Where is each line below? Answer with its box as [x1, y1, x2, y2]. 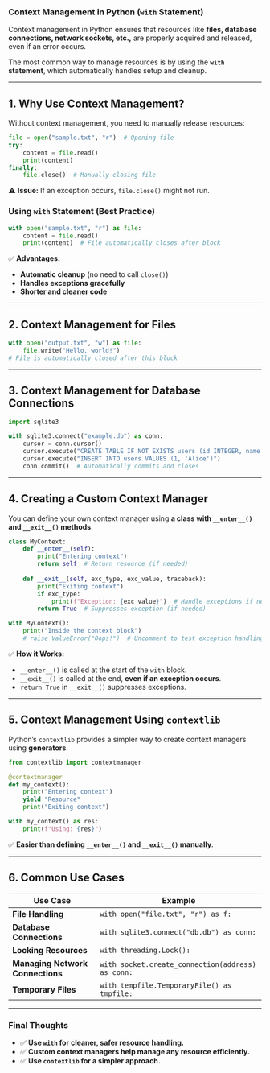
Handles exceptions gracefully [19, 279, 125, 288]
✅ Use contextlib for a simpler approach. [19, 1055, 161, 1065]
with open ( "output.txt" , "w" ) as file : [8, 339, 142, 348]
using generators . [8, 743, 68, 753]
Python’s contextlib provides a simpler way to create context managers [8, 734, 247, 744]
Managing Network [12, 957, 88, 968]
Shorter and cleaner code [19, 287, 108, 296]
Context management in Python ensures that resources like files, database [8, 25, 257, 35]
